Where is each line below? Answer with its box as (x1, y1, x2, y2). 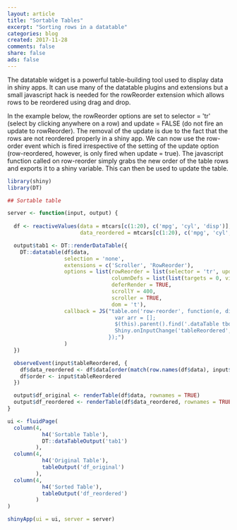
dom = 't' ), (111, 301, 147, 308)
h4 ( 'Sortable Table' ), (42, 431, 109, 438)
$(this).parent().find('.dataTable (114, 321, 219, 328)
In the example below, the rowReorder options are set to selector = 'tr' (7, 111, 211, 120)
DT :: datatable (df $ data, (20, 248, 90, 256)
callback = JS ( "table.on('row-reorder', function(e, (63, 307, 222, 314)
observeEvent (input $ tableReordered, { (13, 359, 128, 366)
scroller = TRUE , (111, 294, 162, 302)
